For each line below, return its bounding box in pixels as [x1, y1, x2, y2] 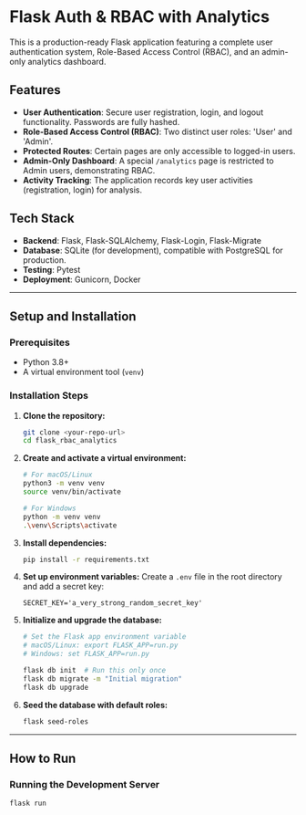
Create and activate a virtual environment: [22, 453, 187, 464]
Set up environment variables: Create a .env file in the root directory [22, 571, 282, 582]
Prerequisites [9, 336, 70, 349]
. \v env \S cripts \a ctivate [22, 520, 117, 530]
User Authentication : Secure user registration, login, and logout [22, 107, 264, 118]
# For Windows [22, 504, 76, 513]
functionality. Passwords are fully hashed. [22, 116, 180, 127]
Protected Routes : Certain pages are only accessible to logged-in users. [22, 145, 296, 156]
